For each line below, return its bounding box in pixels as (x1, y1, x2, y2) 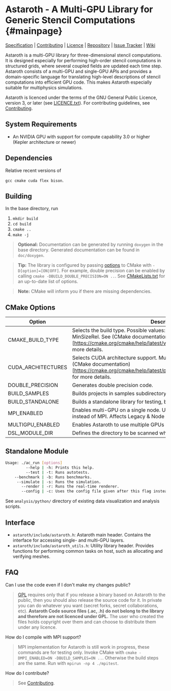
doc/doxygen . (17, 252, 45, 259)
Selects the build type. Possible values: (72, 327, 165, 334)
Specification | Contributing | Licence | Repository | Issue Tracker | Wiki (5, 42, 156, 48)
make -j (12, 233, 29, 238)
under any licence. (17, 624, 57, 630)
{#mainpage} (5, 25, 63, 37)
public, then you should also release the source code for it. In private (17, 597, 162, 603)
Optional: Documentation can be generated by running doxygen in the (17, 241, 164, 248)
